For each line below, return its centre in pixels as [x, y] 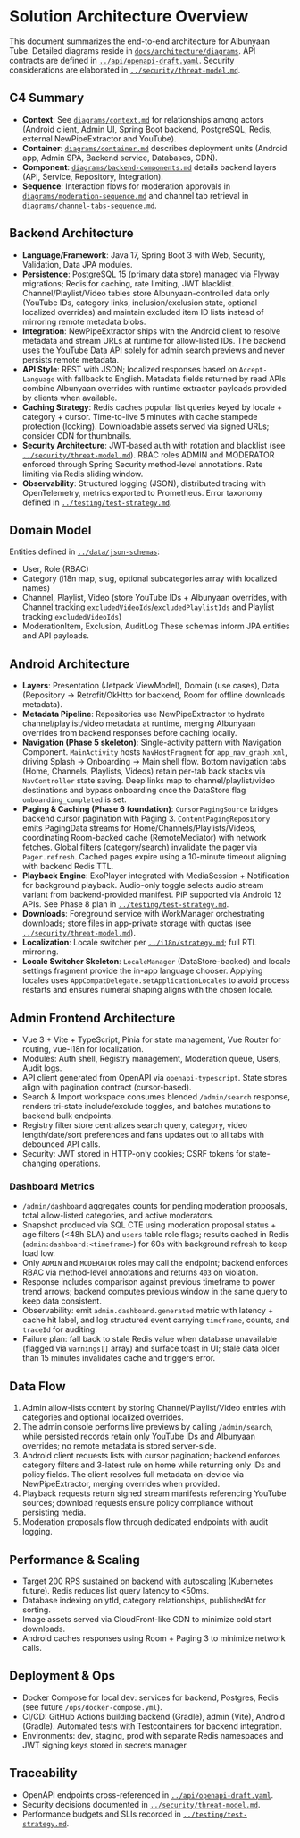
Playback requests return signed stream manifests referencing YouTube [154, 1493]
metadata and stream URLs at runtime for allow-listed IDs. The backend [154, 340]
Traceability [43, 1773]
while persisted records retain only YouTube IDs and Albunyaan [139, 1436]
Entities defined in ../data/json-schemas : [85, 551]
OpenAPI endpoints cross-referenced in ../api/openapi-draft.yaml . [148, 1795]
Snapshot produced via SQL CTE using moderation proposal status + [149, 1225]
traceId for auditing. [60, 1329]
